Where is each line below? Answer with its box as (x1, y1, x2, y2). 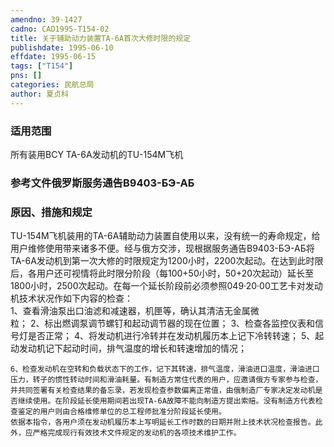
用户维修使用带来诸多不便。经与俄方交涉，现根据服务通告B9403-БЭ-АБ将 (10, 242, 315, 255)
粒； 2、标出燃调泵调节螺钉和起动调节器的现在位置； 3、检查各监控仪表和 (10, 317, 316, 330)
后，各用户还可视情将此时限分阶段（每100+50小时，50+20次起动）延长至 (10, 267, 315, 280)
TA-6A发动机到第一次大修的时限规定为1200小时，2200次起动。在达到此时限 (10, 255, 324, 267)
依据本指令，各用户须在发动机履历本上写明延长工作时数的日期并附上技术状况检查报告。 (10, 417, 316, 428)
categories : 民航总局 (10, 80, 95, 90)
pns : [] (10, 71, 43, 81)
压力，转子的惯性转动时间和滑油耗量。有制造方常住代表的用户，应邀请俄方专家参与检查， (10, 375, 323, 385)
